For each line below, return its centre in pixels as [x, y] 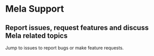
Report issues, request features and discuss [77, 28]
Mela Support [35, 9]
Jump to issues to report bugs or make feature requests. [65, 48]
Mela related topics [36, 35]
